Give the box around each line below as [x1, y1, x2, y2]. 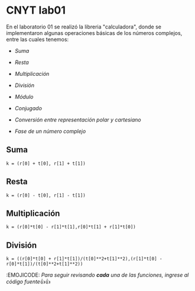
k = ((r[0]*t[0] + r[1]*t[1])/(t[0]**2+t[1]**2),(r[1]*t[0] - [6, 256, 162, 262]
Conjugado [14, 104, 43, 111]
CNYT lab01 [6, 4, 66, 17]
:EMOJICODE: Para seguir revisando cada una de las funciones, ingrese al [6, 271, 189, 279]
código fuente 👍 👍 [6, 278, 51, 285]
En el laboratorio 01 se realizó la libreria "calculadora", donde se [6, 23, 161, 30]
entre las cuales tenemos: [6, 36, 69, 43]
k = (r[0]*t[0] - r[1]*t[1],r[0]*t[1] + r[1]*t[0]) [6, 224, 136, 230]
